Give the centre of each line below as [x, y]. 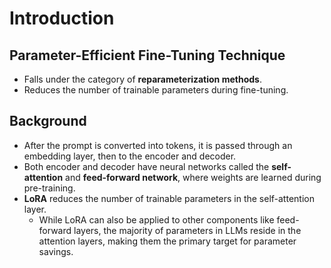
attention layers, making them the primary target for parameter [167, 241]
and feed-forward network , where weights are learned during [193, 177]
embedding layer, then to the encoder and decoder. [130, 156]
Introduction [62, 18]
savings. [56, 251]
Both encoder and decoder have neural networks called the [146, 166]
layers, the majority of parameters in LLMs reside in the [187, 230]
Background [48, 121]
